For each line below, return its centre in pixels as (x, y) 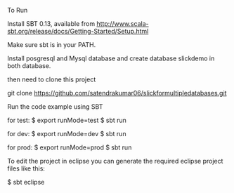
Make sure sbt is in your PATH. (52, 45)
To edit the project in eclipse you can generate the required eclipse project (115, 161)
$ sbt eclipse (26, 182)
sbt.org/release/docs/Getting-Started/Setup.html (78, 31)
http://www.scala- (123, 24)
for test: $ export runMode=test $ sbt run (67, 120)
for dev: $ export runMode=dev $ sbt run (67, 134)
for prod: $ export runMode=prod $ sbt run (70, 147)
